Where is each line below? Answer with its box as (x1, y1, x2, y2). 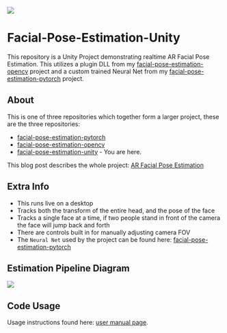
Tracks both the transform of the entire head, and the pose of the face (16, 206, 215, 214)
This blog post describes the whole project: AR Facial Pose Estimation (7, 161, 204, 169)
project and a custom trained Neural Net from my (29, 67, 168, 75)
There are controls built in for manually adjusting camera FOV (16, 228, 191, 236)
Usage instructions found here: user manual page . (7, 319, 148, 327)
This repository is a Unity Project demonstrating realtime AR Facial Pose (7, 52, 210, 61)
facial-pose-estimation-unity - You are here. (16, 147, 142, 156)
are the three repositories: (7, 120, 81, 128)
